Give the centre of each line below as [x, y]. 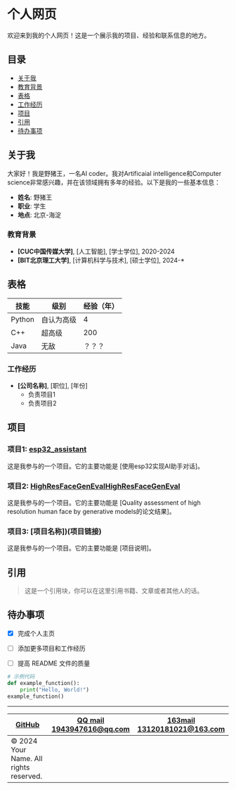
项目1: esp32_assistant [47, 449]
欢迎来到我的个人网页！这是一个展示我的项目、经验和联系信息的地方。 [109, 35]
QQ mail [91, 720]
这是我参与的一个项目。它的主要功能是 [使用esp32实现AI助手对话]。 [105, 466]
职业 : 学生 [32, 206]
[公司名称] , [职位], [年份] [52, 385]
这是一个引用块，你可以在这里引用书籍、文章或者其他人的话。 [114, 591]
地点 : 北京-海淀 [39, 215]
